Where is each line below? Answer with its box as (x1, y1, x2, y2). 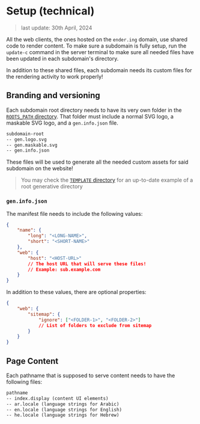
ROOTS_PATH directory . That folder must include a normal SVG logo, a (6, 112, 174, 120)
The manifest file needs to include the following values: (6, 210, 143, 217)
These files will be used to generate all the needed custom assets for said (6, 158, 189, 166)
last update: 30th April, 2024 (20, 24, 92, 31)
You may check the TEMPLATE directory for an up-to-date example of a (20, 176, 193, 184)
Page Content (6, 356, 59, 366)
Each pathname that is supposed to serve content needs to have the (6, 372, 175, 379)
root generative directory (20, 183, 83, 190)
